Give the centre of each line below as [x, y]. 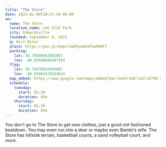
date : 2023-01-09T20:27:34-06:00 [40, 14]
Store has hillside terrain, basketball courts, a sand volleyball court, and [78, 135]
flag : [15, 65]
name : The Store [26, 23]
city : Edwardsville [30, 33]
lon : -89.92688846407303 [40, 60]
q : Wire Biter [24, 42]
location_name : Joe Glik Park [41, 28]
